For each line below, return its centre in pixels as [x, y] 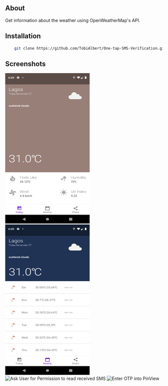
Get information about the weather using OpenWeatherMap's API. [73, 20]
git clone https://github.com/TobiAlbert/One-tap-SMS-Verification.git [90, 48]
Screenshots [25, 64]
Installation [23, 36]
